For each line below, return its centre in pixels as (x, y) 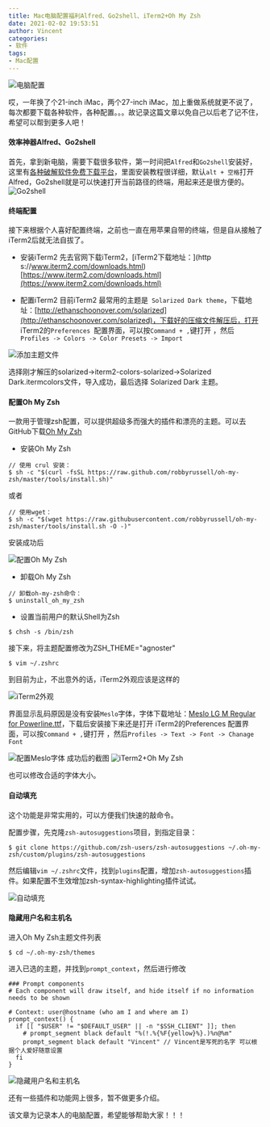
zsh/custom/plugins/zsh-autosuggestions (77, 854)
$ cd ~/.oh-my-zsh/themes (52, 952)
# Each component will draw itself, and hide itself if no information (131, 990)
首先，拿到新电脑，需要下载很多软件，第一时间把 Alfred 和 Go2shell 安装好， (133, 162)
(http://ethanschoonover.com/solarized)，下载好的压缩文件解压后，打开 (139, 321)
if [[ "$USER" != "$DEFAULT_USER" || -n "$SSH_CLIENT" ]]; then (126, 1026)
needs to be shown (39, 998)
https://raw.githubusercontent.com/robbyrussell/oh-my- (162, 519)
